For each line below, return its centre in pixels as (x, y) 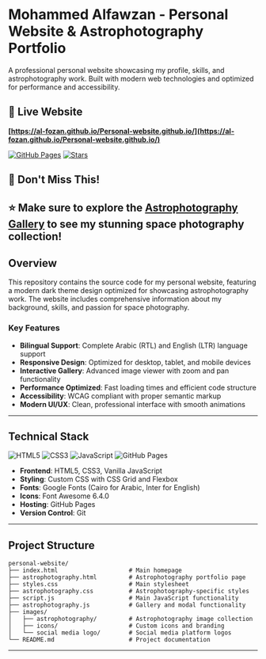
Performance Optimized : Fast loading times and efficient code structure (138, 387)
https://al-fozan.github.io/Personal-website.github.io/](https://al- (123, 131)
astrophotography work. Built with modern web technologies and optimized (131, 78)
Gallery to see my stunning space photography (126, 224)
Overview (33, 263)
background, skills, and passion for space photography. (99, 307)
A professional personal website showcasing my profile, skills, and (116, 70)
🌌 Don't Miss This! (54, 180)
